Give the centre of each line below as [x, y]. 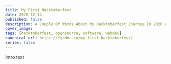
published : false [24, 19]
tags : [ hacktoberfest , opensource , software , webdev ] [64, 33]
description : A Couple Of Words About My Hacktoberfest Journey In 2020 [84, 24]
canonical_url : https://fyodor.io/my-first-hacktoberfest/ [69, 38]
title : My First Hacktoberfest [38, 10]
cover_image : [19, 29]
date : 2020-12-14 [24, 15]
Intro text [15, 57]
